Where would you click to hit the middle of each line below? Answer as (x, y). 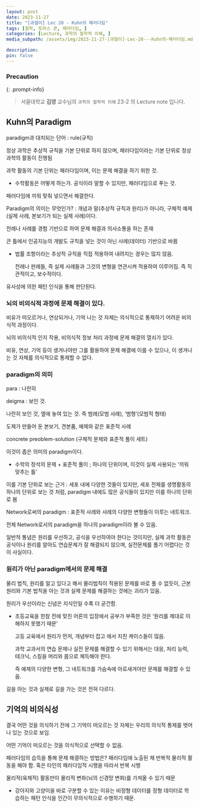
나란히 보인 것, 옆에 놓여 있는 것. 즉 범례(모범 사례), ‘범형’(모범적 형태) (86, 414)
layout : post (22, 12)
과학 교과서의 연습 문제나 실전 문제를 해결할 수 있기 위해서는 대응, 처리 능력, (102, 649)
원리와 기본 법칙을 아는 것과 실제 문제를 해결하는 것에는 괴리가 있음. (84, 590)
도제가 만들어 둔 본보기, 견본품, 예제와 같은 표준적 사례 (69, 427)
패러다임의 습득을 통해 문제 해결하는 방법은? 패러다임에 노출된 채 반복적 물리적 (96, 758)
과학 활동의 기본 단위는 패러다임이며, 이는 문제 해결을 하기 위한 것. (82, 170)
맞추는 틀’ (26, 472)
